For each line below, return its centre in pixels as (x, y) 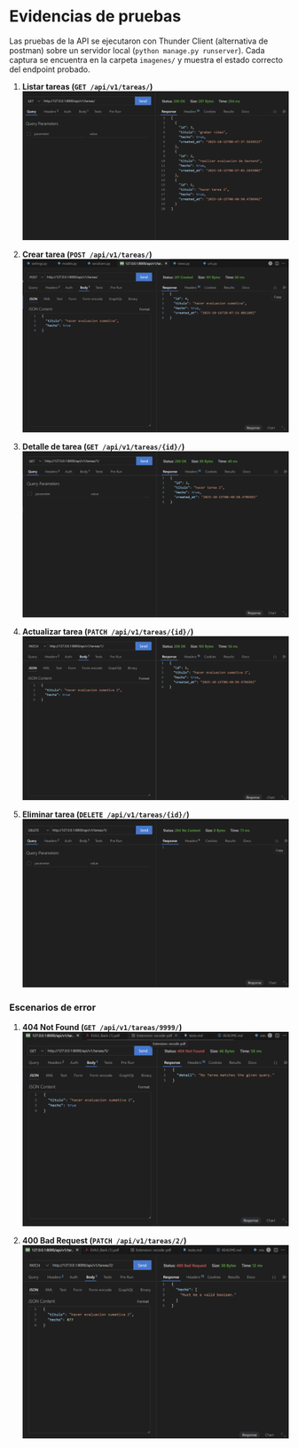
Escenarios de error (52, 1008)
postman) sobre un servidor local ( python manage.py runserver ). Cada (137, 50)
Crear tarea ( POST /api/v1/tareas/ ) (87, 254)
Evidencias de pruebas (95, 16)
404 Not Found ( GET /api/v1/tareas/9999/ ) (102, 1027)
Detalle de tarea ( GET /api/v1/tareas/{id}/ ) (103, 447)
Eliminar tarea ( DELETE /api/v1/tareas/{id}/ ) (106, 814)
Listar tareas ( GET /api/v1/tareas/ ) (87, 86)
